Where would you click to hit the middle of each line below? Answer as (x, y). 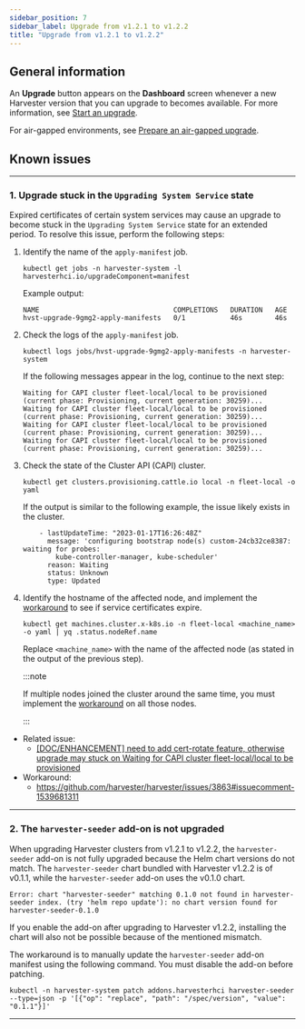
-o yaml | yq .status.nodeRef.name (90, 633)
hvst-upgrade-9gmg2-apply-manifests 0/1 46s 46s (155, 318)
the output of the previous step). (83, 659)
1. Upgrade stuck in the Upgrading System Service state (132, 195)
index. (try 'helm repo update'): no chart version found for (158, 902)
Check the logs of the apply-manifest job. (100, 335)
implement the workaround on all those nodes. (109, 704)
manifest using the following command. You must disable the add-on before (151, 964)
